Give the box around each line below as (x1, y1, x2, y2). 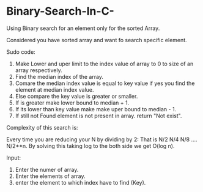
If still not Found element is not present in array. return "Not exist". (15, 112, 182, 119)
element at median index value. (15, 86, 94, 93)
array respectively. (15, 66, 62, 74)
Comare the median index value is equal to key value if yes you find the (15, 79, 195, 87)
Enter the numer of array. (15, 166, 79, 173)
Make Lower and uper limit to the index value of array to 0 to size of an (15, 60, 194, 67)
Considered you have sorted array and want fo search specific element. (6, 36, 188, 43)
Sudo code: (6, 48, 35, 56)
